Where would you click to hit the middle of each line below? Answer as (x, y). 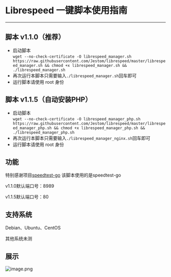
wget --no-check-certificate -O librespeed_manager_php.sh (77, 119)
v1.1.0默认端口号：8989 (30, 186)
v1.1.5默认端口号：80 (27, 197)
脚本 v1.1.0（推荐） (35, 37)
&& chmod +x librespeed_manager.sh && (86, 65)
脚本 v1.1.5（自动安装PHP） (49, 100)
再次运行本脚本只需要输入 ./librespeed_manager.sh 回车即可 (75, 75)
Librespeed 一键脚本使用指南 (66, 10)
